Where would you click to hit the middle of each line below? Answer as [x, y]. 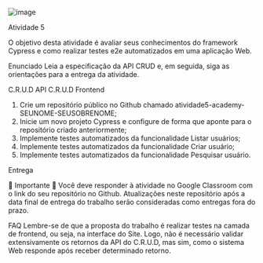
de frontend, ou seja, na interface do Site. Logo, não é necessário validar [126, 234]
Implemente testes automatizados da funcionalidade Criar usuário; [127, 146]
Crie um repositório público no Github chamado [97, 105]
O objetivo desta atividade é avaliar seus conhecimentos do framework [123, 42]
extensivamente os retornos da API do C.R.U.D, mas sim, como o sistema [126, 242]
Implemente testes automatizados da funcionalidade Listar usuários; [130, 138]
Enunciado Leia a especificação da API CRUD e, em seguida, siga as [119, 66]
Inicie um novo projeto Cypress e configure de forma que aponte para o [135, 121]
